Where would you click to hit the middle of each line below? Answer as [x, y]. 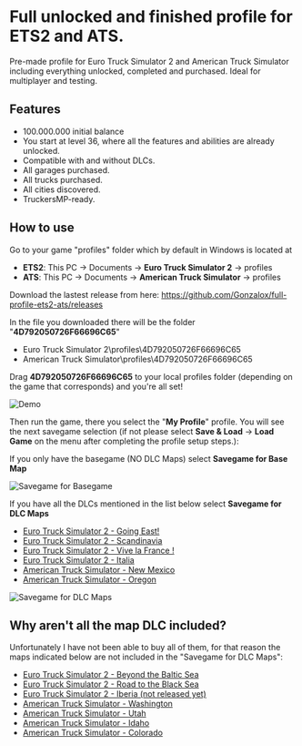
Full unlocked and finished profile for [151, 17]
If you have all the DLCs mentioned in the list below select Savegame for [146, 504]
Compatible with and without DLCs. [89, 160]
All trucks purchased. [62, 179]
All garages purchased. [66, 169]
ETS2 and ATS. [67, 36]
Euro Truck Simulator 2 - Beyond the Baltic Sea [111, 675]
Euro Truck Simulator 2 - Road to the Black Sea [111, 684]
